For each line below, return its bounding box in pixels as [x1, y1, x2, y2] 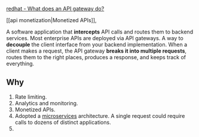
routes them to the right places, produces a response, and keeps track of [6, 54, 186, 60]
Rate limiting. [14, 93, 47, 101]
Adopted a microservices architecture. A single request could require [14, 112, 185, 119]
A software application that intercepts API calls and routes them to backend [6, 28, 193, 35]
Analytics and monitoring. [14, 99, 78, 106]
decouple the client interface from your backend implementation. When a [6, 41, 188, 48]
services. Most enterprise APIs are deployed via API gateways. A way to [6, 35, 183, 41]
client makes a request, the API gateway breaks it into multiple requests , [6, 47, 187, 54]
